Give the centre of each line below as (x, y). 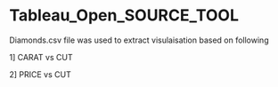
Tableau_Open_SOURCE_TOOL (124, 16)
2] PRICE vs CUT (40, 74)
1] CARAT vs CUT (41, 57)
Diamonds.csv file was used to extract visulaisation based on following (139, 40)
